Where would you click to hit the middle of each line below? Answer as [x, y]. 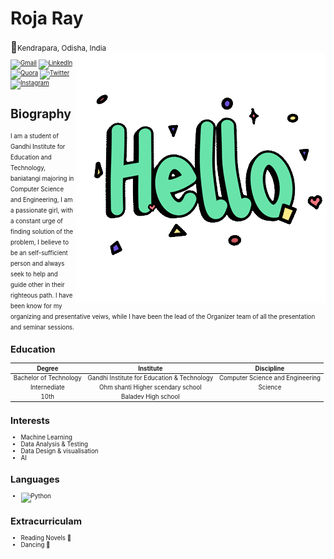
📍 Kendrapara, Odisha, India [58, 47]
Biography [41, 113]
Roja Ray [47, 18]
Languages [35, 479]
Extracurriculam [46, 521]
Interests [30, 420]
